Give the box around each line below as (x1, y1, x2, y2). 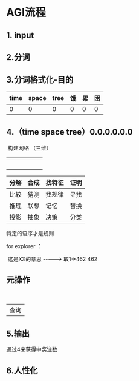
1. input (6, 30, 34, 40)
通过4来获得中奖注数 (6, 346, 58, 353)
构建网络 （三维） (7, 144, 52, 152)
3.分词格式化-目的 (6, 75, 74, 85)
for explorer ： (6, 242, 42, 249)
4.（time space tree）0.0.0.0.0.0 (6, 127, 133, 137)
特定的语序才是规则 (6, 229, 54, 237)
